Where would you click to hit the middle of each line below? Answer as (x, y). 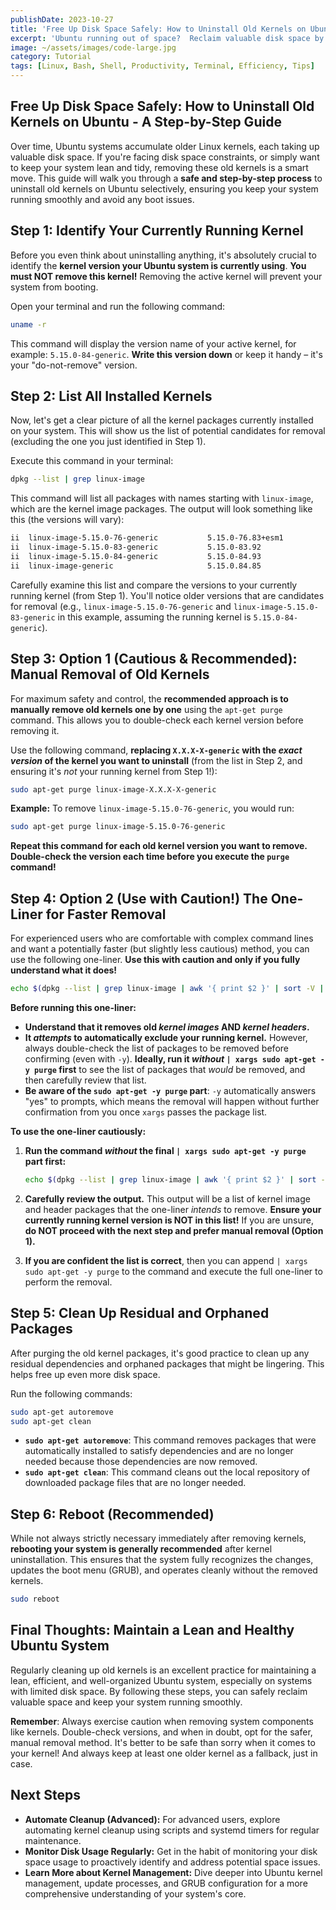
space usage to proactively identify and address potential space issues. (172, 1862)
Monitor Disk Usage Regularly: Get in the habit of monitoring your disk (171, 1851)
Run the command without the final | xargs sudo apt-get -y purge (165, 1150)
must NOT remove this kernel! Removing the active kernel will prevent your (166, 276)
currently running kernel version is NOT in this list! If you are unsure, (169, 1220)
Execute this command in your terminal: (92, 461)
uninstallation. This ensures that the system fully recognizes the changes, (162, 1560)
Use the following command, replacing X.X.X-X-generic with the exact (156, 750)
